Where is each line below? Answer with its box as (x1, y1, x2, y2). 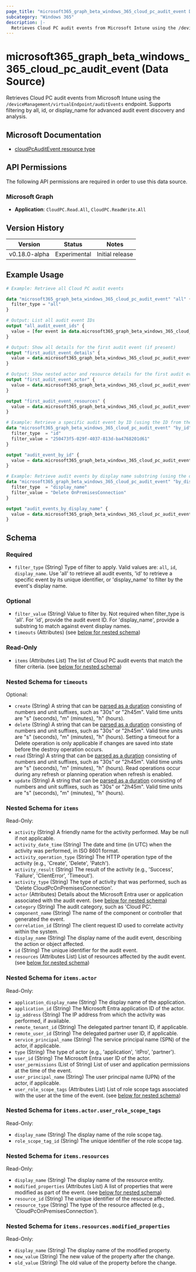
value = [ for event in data (11, 328, 80, 334)
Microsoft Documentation (6, 130, 101, 140)
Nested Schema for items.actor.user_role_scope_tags (6, 1106, 162, 1115)
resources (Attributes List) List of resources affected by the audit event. (14, 953, 186, 960)
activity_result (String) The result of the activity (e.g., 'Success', (14, 866, 174, 873)
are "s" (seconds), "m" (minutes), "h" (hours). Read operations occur (14, 764, 181, 772)
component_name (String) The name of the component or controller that (14, 910, 183, 917)
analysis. (6, 113, 27, 120)
